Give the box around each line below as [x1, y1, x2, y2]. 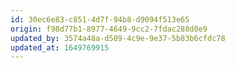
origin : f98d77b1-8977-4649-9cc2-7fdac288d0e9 [10, 24, 208, 34]
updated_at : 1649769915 [10, 42, 110, 53]
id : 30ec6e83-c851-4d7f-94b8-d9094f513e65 [10, 14, 190, 25]
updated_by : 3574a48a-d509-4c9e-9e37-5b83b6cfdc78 [10, 33, 226, 43]
